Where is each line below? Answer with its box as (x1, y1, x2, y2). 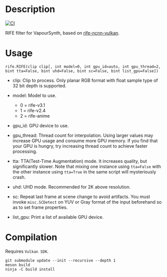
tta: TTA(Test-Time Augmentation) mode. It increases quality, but (12, 158, 147, 164)
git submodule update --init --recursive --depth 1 (5, 258, 116, 263)
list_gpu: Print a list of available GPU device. (12, 214, 104, 220)
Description (5, 4, 55, 15)
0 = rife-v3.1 (20, 102, 45, 108)
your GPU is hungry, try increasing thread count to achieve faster (12, 143, 148, 149)
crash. (12, 174, 26, 180)
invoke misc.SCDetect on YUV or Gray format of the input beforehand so (12, 199, 162, 205)
